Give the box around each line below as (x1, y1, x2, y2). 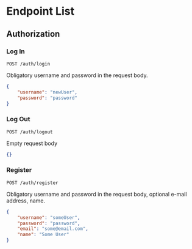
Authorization (6, 29, 60, 39)
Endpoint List (6, 4, 75, 18)
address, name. (6, 197, 46, 204)
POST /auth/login (6, 61, 51, 67)
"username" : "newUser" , (17, 89, 78, 95)
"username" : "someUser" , (17, 214, 80, 221)
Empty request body (6, 139, 58, 147)
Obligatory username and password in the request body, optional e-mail (6, 190, 187, 198)
